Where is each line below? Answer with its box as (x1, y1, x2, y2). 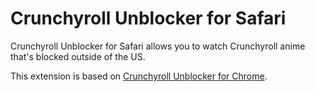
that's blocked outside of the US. (10, 50, 146, 62)
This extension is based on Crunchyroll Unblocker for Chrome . (10, 70, 268, 82)
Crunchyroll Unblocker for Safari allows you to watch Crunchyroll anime (10, 40, 306, 52)
